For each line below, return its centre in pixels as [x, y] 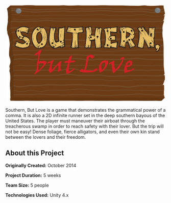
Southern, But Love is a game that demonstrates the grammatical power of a [86, 110]
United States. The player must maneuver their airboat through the [75, 121]
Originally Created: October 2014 [41, 165]
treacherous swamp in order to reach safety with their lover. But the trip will [85, 126]
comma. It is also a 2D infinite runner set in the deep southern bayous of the [85, 115]
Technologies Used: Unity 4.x [37, 195]
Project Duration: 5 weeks [33, 175]
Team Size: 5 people [27, 185]
